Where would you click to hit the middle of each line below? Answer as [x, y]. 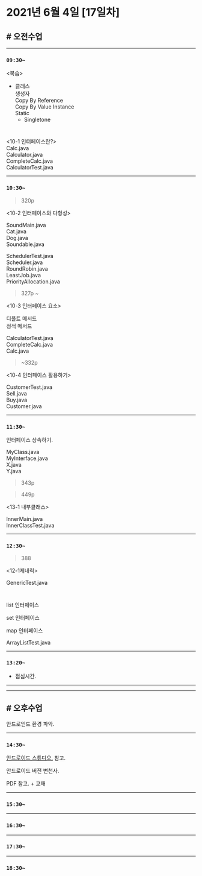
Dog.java [17, 238]
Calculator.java [25, 155]
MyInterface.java [27, 458]
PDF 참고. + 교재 [26, 783]
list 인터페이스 [23, 605]
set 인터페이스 [23, 617]
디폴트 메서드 [22, 318]
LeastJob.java [23, 275]
